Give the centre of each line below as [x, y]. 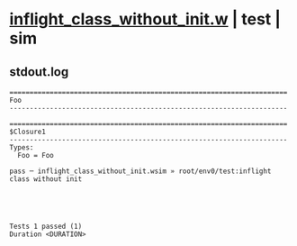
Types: [22, 148]
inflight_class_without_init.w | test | [145, 19]
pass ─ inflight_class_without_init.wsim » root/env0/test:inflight [140, 171]
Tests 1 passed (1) [46, 226]
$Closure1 [28, 132]
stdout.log [39, 72]
